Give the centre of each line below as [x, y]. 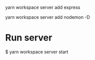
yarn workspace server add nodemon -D [47, 17]
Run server [29, 38]
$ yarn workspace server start [37, 52]
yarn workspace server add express [43, 7]
